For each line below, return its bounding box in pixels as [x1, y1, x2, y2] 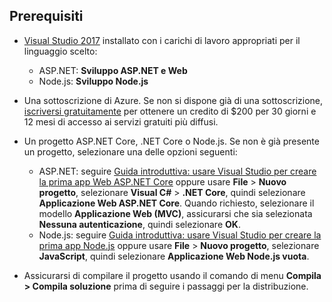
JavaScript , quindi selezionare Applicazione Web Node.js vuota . [38, 250, 310, 262]
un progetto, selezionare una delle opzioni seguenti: [23, 145, 238, 158]
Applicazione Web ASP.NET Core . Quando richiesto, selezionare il [38, 197, 315, 209]
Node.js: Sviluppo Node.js [38, 75, 149, 87]
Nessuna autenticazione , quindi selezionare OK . [38, 218, 241, 230]
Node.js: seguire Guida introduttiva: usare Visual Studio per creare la [38, 229, 322, 241]
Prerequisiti [9, 8, 84, 25]
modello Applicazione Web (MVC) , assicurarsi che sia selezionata [38, 207, 313, 219]
